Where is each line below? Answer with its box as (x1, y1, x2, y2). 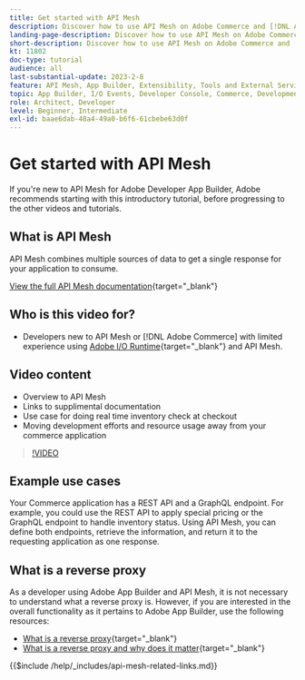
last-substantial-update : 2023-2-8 (9, 73, 144, 82)
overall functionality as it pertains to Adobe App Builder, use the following (9, 606, 284, 617)
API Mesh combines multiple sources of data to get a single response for (9, 253, 281, 264)
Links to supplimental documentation (22, 400, 162, 411)
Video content (9, 367, 93, 382)
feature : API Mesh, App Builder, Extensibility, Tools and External (9, 81, 274, 90)
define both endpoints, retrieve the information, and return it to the (9, 527, 259, 537)
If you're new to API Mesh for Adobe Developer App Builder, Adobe (9, 183, 261, 195)
